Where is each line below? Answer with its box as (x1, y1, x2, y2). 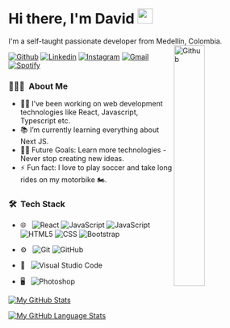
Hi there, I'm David (8, 10, 135, 28)
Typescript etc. (19, 116, 71, 126)
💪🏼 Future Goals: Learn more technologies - (19, 145, 167, 155)
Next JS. (19, 137, 49, 147)
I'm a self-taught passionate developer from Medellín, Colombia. (8, 36, 223, 46)
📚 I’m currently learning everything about (19, 125, 160, 135)
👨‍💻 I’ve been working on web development (19, 99, 163, 109)
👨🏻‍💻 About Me (8, 81, 69, 92)
